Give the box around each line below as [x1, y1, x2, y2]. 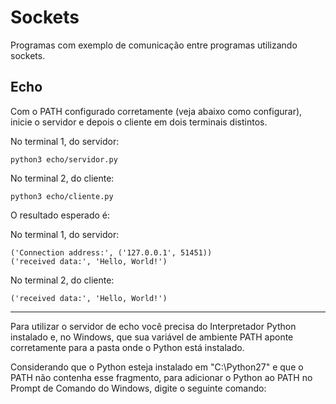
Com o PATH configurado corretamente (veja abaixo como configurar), [10, 105, 303, 117]
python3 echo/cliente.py [10, 191, 114, 201]
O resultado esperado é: [10, 209, 111, 221]
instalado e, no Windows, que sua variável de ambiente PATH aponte [10, 331, 294, 343]
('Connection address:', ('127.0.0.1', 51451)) [10, 247, 213, 258]
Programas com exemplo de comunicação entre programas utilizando [10, 39, 298, 51]
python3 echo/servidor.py [10, 154, 118, 165]
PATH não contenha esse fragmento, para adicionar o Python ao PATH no [10, 371, 313, 383]
